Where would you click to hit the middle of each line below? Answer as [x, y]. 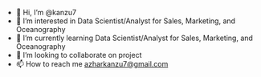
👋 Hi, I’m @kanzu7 [46, 12]
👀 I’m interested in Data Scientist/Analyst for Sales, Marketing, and [125, 21]
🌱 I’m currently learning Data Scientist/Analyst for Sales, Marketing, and [134, 38]
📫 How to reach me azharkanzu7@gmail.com [92, 64]
